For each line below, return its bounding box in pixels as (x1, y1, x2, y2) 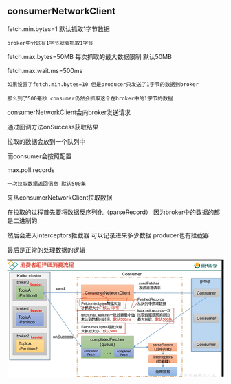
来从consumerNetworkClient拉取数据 (7, 193, 113, 202)
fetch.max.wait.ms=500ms (7, 66, 83, 74)
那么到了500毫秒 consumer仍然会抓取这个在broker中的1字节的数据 (7, 95, 173, 102)
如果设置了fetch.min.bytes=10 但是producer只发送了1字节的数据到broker (7, 81, 199, 88)
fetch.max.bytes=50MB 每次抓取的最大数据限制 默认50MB (7, 52, 172, 61)
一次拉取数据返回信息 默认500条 (7, 180, 87, 187)
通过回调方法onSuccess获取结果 (7, 122, 99, 131)
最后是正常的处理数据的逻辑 (7, 246, 86, 254)
